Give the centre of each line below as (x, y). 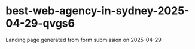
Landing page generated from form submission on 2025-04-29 (84, 40)
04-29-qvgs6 (40, 23)
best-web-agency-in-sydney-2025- (97, 11)
